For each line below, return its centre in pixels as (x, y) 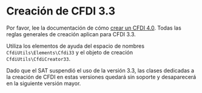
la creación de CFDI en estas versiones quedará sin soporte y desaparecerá (101, 77)
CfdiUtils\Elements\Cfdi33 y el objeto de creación (70, 52)
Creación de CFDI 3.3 (61, 11)
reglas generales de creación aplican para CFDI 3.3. (71, 34)
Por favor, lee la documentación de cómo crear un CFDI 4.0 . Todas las (94, 28)
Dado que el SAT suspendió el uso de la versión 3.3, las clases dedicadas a (100, 70)
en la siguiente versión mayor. (44, 83)
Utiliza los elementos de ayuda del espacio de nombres (75, 46)
